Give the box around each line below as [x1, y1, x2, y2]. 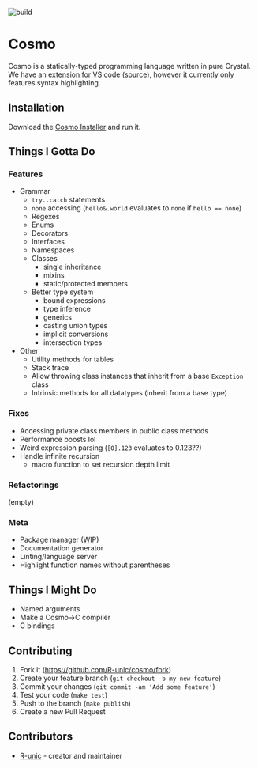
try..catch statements [31, 195, 106, 205]
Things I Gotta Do [8, 145, 95, 158]
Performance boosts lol [19, 434, 96, 444]
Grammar [19, 187, 51, 196]
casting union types [43, 321, 108, 331]
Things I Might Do [8, 583, 97, 596]
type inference [43, 305, 92, 314]
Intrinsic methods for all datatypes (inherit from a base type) [31, 388, 227, 398]
